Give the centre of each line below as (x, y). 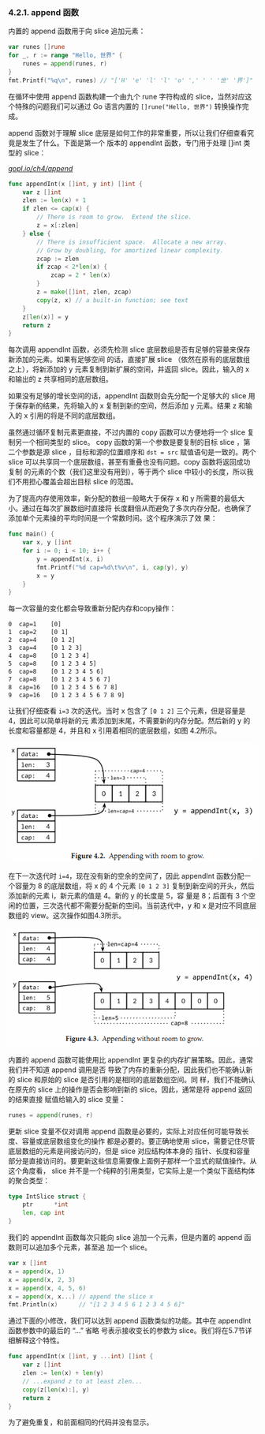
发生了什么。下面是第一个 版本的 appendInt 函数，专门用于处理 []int (132, 143)
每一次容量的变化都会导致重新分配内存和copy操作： (92, 608)
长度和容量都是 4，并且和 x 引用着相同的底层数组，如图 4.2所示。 (115, 730)
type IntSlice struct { (47, 1197)
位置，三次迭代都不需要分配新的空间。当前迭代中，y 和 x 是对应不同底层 (139, 906)
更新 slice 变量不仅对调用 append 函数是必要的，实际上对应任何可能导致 (125, 1131)
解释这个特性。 (39, 1341)
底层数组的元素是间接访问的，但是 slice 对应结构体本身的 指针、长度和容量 (129, 1151)
